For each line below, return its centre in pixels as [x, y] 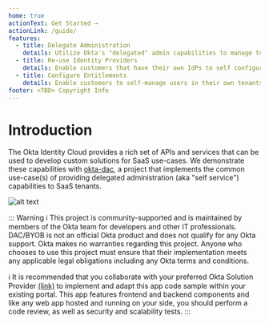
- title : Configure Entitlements [71, 75]
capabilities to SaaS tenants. [55, 186]
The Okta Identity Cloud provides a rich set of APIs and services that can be [134, 152]
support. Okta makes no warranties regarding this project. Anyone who [125, 244]
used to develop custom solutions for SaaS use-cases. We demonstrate [126, 160]
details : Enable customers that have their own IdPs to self [126, 68]
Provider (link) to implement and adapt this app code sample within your [127, 286]
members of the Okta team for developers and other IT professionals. [123, 227]
